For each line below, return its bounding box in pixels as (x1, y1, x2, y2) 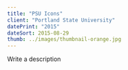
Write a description (7, 55, 61, 63)
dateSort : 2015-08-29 (7, 29, 70, 37)
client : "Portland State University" (7, 17, 116, 24)
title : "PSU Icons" (7, 10, 63, 17)
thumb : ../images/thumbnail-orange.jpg (7, 36, 122, 43)
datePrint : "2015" (7, 23, 60, 30)
